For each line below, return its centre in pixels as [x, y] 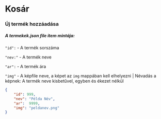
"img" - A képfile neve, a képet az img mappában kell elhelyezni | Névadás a [81, 76]
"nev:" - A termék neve [28, 57]
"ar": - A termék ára [25, 67]
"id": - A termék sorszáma [32, 48]
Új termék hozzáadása [32, 24]
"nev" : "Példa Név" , [34, 99]
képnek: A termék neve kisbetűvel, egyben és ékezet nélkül [64, 81]
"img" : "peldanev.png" [37, 108]
